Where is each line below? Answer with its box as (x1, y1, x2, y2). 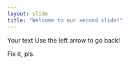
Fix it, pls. (7, 50, 35, 58)
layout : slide (7, 10, 49, 17)
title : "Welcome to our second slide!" (7, 17, 123, 24)
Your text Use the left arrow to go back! (7, 36, 121, 44)
